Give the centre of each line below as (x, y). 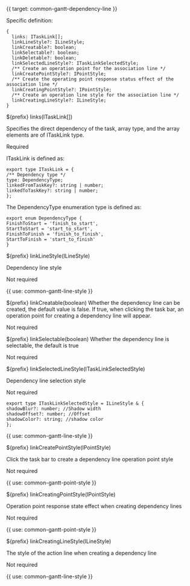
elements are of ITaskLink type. (45, 135)
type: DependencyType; (35, 180)
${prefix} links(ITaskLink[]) (40, 117)
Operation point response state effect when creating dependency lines (94, 506)
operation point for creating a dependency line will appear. (79, 316)
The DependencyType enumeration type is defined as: (74, 207)
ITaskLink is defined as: (36, 158)
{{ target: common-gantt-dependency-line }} (62, 9)
